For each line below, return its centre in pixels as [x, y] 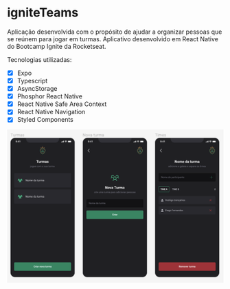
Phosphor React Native [49, 96]
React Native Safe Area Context [62, 104]
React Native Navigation [51, 112]
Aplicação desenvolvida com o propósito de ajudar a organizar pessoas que [115, 32]
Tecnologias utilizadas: [39, 59]
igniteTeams [43, 13]
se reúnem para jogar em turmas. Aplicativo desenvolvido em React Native [113, 39]
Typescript [32, 81]
